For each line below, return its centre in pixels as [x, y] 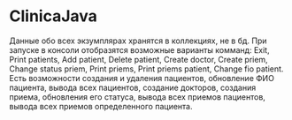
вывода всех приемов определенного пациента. [101, 106]
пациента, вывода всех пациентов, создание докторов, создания [133, 87]
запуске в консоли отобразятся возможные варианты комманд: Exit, [139, 49]
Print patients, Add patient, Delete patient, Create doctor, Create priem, [138, 59]
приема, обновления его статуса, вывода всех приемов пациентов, [137, 97]
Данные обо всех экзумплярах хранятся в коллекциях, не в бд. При [138, 41]
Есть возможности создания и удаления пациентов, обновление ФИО [142, 78]
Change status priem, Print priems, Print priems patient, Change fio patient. [146, 69]
